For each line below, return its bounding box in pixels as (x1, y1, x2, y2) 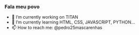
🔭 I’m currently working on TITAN (11, 14, 78, 20)
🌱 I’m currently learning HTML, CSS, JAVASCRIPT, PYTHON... (11, 19, 135, 25)
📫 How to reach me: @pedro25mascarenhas (11, 25, 103, 31)
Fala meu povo (4, 3, 40, 10)
